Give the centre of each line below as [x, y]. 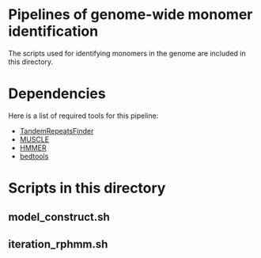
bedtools [34, 156]
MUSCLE [34, 139]
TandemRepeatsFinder [57, 131]
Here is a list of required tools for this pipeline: [83, 116]
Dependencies [57, 94]
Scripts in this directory [87, 188]
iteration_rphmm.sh [58, 244]
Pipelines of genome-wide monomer [130, 15]
